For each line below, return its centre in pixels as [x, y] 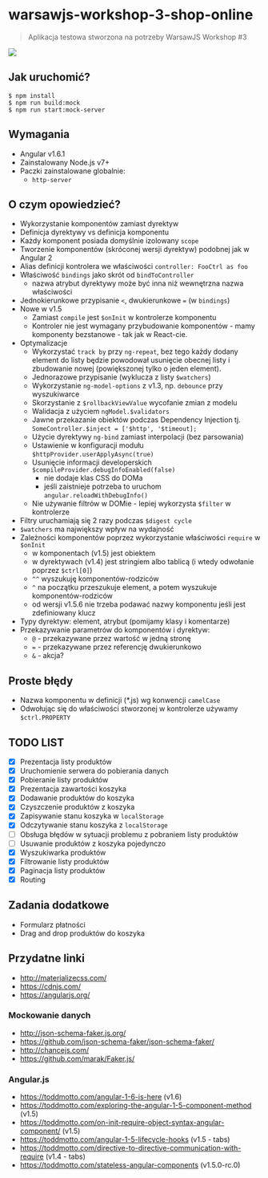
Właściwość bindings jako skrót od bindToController [107, 275]
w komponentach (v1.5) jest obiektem [94, 553]
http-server [52, 180]
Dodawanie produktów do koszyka [77, 798]
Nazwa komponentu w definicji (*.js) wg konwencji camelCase [120, 701]
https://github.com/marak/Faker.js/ [77, 1058]
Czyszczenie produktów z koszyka [77, 807]
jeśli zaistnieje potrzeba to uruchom [102, 486]
